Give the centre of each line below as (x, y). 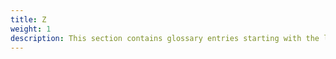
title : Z (28, 19)
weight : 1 (31, 29)
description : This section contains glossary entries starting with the (165, 38)
